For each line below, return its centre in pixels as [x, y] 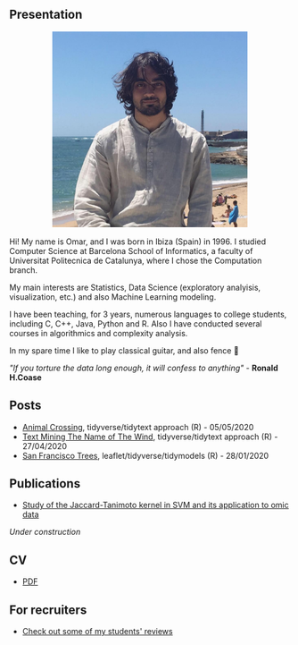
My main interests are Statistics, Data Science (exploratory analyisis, [135, 287]
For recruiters [48, 610]
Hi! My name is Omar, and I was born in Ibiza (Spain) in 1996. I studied [138, 242]
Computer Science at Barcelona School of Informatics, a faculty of [131, 250]
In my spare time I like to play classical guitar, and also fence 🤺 [124, 350]
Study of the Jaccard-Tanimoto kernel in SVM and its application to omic [155, 505]
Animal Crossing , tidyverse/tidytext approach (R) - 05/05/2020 [138, 427]
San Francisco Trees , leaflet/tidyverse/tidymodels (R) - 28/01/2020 [145, 455]
